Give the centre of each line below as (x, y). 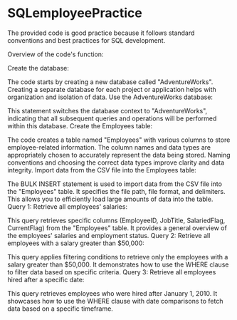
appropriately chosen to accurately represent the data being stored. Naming (119, 155)
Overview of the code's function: (56, 54)
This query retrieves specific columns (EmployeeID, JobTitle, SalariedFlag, (116, 220)
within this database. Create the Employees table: (80, 125)
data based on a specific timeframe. (60, 309)
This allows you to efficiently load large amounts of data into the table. (110, 199)
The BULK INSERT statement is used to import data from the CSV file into (115, 184)
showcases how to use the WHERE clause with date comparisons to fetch (115, 301)
